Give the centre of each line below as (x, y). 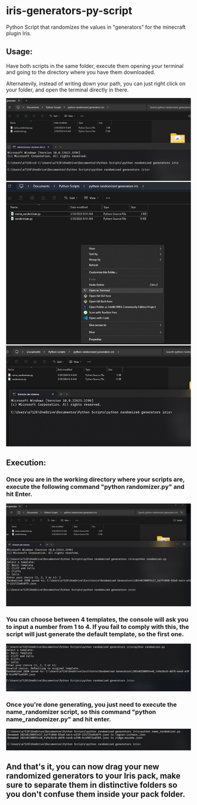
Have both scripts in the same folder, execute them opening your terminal (95, 66)
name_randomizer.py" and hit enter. (59, 719)
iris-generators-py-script (69, 11)
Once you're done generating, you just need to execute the (91, 704)
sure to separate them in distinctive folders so (92, 785)
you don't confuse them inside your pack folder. (96, 794)
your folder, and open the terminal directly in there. (67, 90)
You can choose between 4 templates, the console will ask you (97, 619)
